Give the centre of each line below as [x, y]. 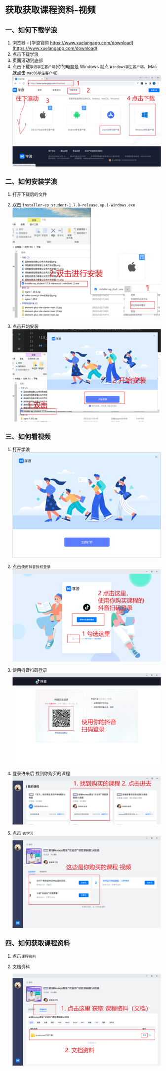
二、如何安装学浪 [31, 181]
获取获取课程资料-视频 [51, 10]
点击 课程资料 [24, 956]
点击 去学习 [23, 833]
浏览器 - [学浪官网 [31, 43]
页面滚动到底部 [27, 60]
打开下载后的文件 [30, 194]
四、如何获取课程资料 [38, 943]
